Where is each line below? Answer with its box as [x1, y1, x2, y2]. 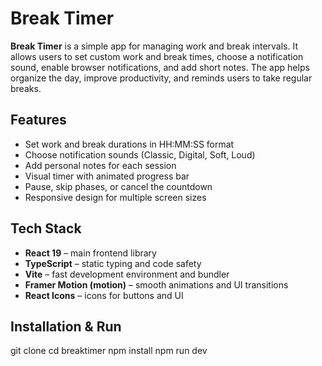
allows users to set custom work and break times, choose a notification [10, 50, 304, 62]
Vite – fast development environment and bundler [24, 268, 230, 280]
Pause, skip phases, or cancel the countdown [24, 180, 213, 192]
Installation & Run [10, 318, 122, 335]
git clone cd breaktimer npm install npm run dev [10, 345, 208, 357]
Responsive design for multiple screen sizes [24, 191, 207, 203]
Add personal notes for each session [24, 159, 177, 171]
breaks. [10, 82, 42, 94]
